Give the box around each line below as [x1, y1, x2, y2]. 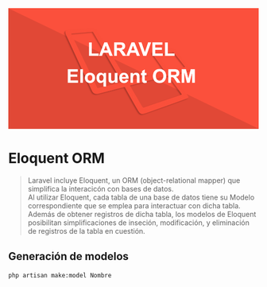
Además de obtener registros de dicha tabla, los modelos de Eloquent [27, 210, 257, 219]
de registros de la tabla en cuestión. [27, 227, 145, 236]
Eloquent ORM [8, 149, 105, 168]
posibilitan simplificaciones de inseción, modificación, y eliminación [27, 218, 250, 227]
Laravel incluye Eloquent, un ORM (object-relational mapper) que [27, 176, 241, 185]
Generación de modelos [8, 250, 130, 263]
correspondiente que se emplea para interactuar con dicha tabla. [27, 201, 241, 211]
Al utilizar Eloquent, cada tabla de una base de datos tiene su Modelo [27, 192, 255, 202]
